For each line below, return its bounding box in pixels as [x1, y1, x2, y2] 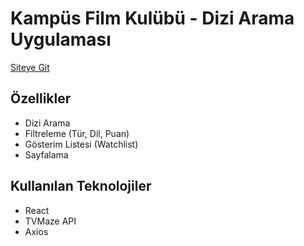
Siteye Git [10, 61, 50, 73]
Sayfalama [24, 148, 69, 161]
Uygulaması [10, 28, 112, 51]
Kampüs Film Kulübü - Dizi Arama [10, 7, 295, 30]
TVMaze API [24, 215, 77, 227]
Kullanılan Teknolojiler [10, 178, 152, 195]
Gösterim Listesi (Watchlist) [24, 138, 139, 150]
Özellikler [10, 90, 72, 107]
